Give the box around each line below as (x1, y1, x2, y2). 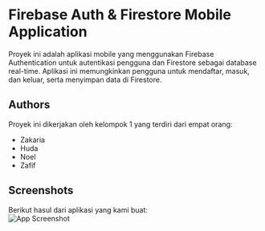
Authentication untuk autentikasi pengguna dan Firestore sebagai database (8, 58, 257, 67)
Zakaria (19, 135, 46, 144)
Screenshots (8, 184, 74, 197)
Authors (8, 98, 51, 111)
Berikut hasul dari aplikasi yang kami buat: (8, 205, 149, 214)
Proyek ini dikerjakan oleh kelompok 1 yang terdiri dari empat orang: (8, 119, 233, 129)
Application (8, 22, 88, 41)
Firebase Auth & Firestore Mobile (8, 6, 231, 24)
